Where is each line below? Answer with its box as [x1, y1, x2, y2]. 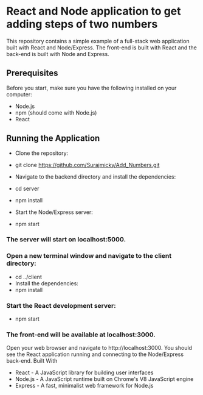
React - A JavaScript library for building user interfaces [15, 369, 154, 376]
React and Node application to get [6, 4, 181, 18]
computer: [6, 90, 32, 98]
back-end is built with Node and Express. [6, 50, 109, 57]
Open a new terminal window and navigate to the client [6, 252, 172, 260]
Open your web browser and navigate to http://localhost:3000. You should [6, 344, 193, 352]
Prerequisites [6, 68, 58, 79]
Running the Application [6, 133, 100, 144]
